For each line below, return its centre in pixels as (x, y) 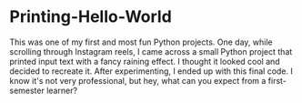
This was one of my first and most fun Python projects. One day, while (141, 42)
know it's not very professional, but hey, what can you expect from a (138, 80)
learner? (62, 90)
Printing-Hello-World (91, 17)
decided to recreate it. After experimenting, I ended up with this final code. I (151, 71)
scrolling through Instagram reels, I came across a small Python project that (151, 51)
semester (27, 90)
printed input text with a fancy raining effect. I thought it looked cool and (145, 61)
